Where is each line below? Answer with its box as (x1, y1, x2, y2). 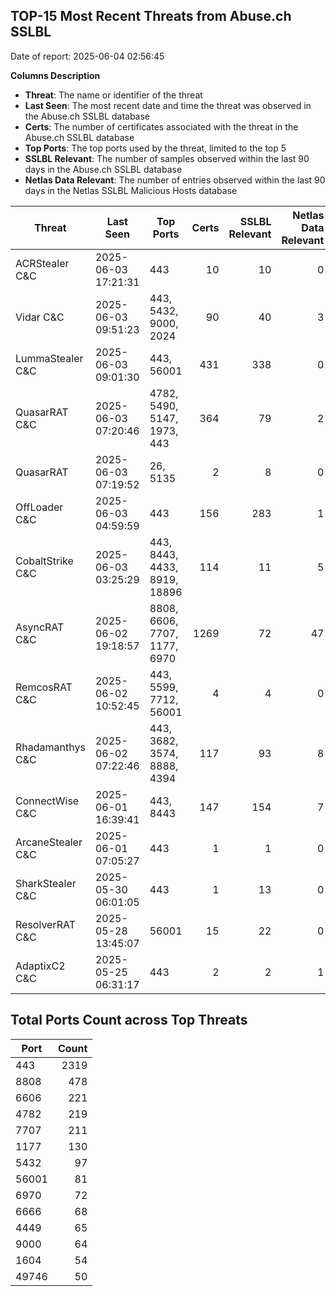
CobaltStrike (15, 554, 74, 568)
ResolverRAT (15, 917, 76, 931)
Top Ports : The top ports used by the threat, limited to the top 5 (24, 142, 287, 154)
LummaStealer (15, 351, 84, 365)
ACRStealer (15, 256, 70, 270)
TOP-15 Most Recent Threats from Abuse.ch (10, 8, 292, 25)
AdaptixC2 (15, 959, 66, 973)
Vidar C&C (15, 310, 65, 324)
